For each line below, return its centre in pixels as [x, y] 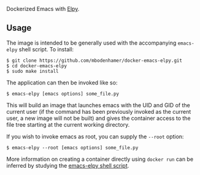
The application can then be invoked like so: [62, 83]
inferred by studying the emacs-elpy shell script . [68, 165]
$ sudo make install [33, 71]
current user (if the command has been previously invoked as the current [99, 111]
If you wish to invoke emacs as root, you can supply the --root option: [95, 136]
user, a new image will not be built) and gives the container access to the [99, 118]
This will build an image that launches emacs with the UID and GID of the [98, 105]
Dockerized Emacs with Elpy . [43, 9]
